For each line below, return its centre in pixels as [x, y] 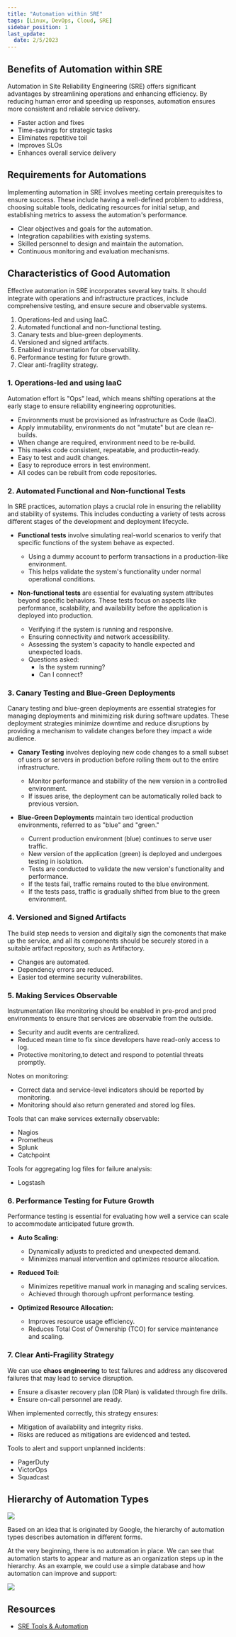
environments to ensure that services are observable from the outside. [110, 1019]
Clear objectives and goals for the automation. [85, 229]
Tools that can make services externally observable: [83, 1119]
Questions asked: [54, 659]
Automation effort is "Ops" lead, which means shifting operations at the [112, 398]
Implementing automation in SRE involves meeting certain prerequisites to [115, 192]
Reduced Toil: [38, 1273]
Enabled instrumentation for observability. [79, 349]
